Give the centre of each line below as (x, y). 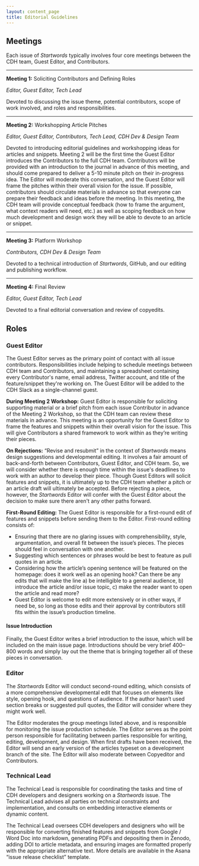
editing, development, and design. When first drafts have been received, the (99, 742)
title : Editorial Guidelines (42, 17)
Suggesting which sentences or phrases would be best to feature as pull (103, 555)
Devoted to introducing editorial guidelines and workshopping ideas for (93, 148)
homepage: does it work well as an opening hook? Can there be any (97, 574)
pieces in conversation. (35, 658)
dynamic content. (28, 814)
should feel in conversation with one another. (70, 549)
